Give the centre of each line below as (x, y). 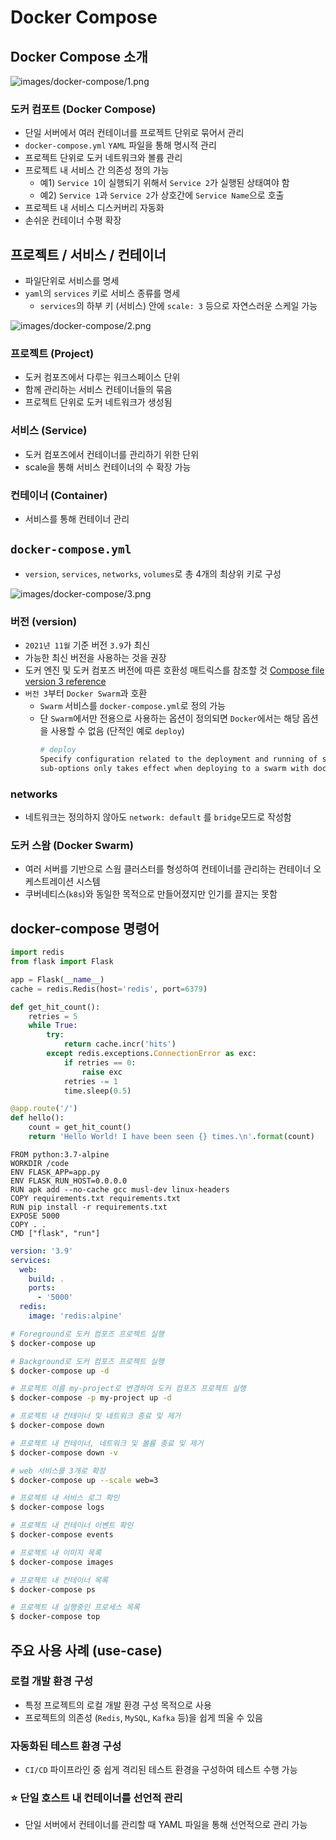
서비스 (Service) (49, 431)
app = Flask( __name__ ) (57, 979)
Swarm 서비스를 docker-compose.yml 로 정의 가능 (132, 706)
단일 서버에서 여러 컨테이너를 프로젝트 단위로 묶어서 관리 (134, 133)
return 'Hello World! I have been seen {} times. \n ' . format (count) (171, 1137)
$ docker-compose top (55, 1617)
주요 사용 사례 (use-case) (86, 1650)
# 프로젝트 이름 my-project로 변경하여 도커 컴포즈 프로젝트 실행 (128, 1389)
